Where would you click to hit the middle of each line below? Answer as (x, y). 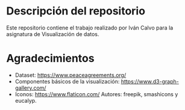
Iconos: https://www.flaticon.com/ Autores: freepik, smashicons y (96, 94)
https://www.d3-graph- (150, 81)
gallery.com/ (30, 88)
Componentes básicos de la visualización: (67, 81)
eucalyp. (26, 100)
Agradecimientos (50, 59)
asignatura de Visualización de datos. (53, 34)
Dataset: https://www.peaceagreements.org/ (71, 75)
